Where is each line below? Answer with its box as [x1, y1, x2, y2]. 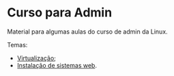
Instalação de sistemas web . [16, 61, 98, 69]
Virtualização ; [16, 53, 57, 62]
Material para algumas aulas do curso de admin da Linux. [7, 27, 169, 36]
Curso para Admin [7, 5, 113, 21]
